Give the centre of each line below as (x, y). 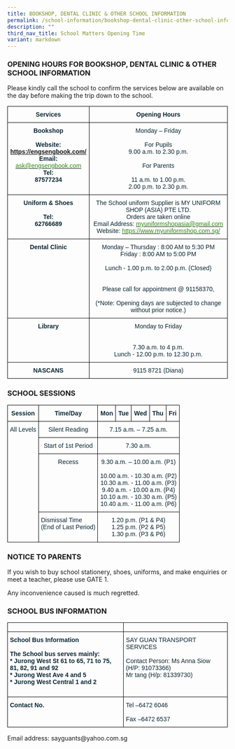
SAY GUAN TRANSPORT (161, 640)
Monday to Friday (158, 327)
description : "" (31, 27)
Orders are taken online (158, 217)
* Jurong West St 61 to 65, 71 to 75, (61, 661)
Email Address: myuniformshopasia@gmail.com (158, 224)
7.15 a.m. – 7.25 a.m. (138, 429)
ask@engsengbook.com (48, 166)
